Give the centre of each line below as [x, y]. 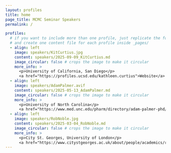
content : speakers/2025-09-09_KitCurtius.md [62, 57]
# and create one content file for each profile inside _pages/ [79, 43]
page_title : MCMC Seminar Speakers [43, 19]
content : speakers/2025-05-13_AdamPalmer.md [62, 90]
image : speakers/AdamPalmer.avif [50, 86]
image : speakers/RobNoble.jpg [47, 119]
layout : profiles [24, 10]
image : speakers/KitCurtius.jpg [49, 52]
